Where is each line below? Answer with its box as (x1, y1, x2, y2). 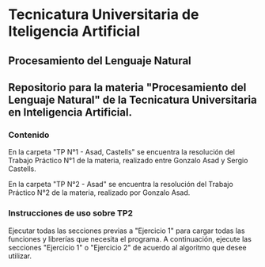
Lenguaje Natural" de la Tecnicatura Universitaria (8, 93, 257, 106)
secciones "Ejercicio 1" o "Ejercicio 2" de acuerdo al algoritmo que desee (8, 242, 247, 252)
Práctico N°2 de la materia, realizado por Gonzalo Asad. (8, 188, 191, 197)
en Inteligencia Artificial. (8, 105, 133, 119)
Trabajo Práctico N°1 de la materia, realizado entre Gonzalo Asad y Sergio (8, 156, 248, 166)
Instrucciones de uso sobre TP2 (8, 208, 133, 219)
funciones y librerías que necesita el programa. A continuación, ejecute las (8, 234, 252, 243)
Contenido (8, 129, 50, 140)
